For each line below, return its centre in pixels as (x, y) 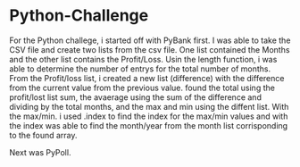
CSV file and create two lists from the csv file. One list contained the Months (150, 49)
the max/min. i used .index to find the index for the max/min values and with (149, 116)
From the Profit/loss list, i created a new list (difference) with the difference (147, 78)
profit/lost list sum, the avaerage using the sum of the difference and (135, 97)
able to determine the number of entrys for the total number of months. (140, 69)
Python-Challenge (79, 16)
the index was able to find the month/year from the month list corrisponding (149, 125)
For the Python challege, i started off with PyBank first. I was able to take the (150, 40)
